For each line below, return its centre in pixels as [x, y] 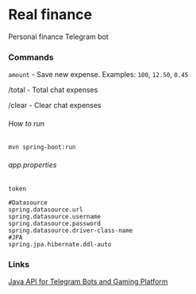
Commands [31, 57]
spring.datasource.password [55, 223]
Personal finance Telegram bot [58, 37]
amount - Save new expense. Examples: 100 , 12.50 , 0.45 [98, 75]
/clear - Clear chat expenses [55, 106]
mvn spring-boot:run [42, 147]
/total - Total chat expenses [53, 90]
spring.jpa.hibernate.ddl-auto [60, 244]
